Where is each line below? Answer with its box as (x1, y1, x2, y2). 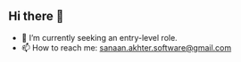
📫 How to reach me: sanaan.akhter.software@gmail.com (21, 42, 232, 53)
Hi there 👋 (8, 9, 64, 24)
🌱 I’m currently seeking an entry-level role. (21, 32, 178, 43)
